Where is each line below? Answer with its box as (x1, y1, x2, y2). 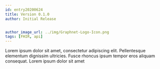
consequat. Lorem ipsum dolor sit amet (5, 58, 85, 64)
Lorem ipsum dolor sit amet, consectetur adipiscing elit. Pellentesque (5, 48, 146, 54)
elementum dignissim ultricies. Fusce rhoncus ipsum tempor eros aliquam (5, 53, 156, 59)
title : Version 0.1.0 (5, 12, 50, 17)
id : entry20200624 (5, 7, 43, 12)
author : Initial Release (5, 16, 56, 21)
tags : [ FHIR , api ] (5, 34, 43, 39)
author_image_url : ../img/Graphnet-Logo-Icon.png (5, 30, 110, 34)
